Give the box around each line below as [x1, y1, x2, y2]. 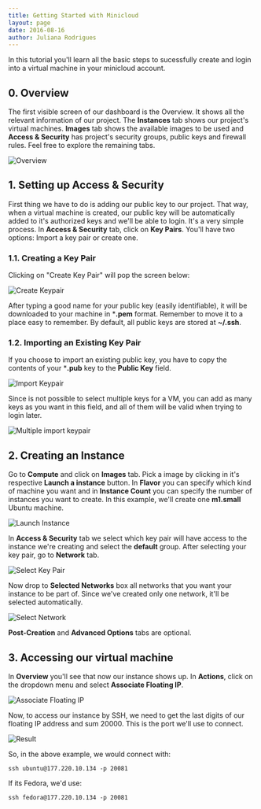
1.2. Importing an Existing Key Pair [8, 338, 142, 349]
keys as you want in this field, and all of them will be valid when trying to [8, 402, 243, 412]
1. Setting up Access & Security [8, 179, 164, 192]
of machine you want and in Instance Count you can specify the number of [8, 486, 253, 496]
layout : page [8, 19, 51, 27]
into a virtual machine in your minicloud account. [8, 64, 166, 73]
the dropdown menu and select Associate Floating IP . [8, 680, 184, 689]
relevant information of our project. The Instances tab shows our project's [8, 116, 249, 125]
